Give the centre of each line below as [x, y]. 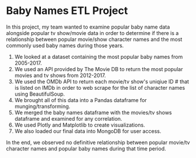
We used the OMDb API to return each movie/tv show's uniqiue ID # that [102, 81]
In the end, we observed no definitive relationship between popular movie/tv [98, 142]
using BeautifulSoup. [40, 94]
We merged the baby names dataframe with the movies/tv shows [93, 113]
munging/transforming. [42, 106]
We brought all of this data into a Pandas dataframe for [81, 100]
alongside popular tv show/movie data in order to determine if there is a [92, 33]
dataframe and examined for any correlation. [68, 118]
